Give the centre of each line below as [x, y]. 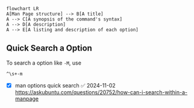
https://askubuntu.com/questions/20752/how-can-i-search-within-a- [101, 92]
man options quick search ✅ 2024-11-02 [65, 85]
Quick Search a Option [49, 48]
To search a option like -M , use [44, 63]
